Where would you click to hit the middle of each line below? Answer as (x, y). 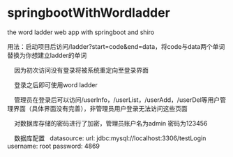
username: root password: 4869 (53, 146)
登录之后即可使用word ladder (55, 84)
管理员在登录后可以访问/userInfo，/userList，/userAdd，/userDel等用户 (117, 100)
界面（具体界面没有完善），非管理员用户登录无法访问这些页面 (100, 108)
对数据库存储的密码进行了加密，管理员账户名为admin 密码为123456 (111, 123)
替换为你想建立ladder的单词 (47, 55)
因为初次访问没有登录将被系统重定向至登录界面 (81, 70)
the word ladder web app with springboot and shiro (81, 32)
